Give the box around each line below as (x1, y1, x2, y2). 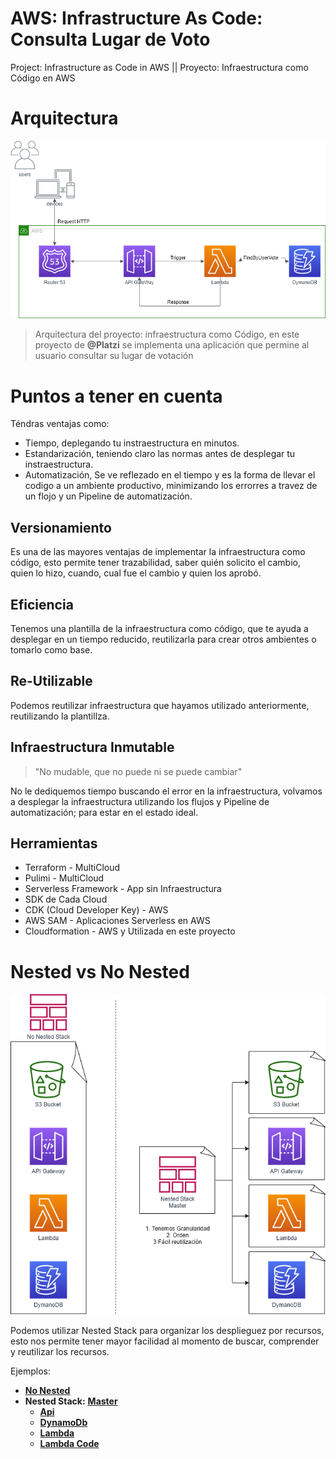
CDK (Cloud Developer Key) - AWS (24, 904, 169, 916)
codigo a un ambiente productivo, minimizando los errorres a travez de (24, 480, 318, 492)
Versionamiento (10, 519, 112, 536)
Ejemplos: (10, 1365, 52, 1377)
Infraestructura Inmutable (10, 739, 175, 756)
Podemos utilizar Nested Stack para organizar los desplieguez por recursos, (10, 1324, 325, 1336)
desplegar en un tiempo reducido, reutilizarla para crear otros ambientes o (10, 633, 317, 646)
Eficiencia (10, 596, 74, 613)
